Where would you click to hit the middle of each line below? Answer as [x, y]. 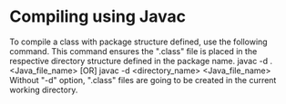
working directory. [44, 90]
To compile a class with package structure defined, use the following [138, 42]
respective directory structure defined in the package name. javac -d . [141, 61]
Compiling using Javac [98, 17]
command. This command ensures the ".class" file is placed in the [133, 51]
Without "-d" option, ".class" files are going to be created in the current [143, 80]
